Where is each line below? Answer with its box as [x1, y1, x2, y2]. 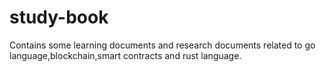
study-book [9, 6, 109, 29]
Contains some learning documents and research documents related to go [9, 39, 316, 51]
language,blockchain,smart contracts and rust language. [9, 49, 242, 61]
